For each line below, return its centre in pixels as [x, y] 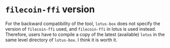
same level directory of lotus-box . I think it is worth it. [61, 40]
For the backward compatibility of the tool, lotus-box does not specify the [83, 23]
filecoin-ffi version [50, 9]
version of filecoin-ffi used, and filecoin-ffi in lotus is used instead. [81, 29]
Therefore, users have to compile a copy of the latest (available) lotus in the [85, 34]
